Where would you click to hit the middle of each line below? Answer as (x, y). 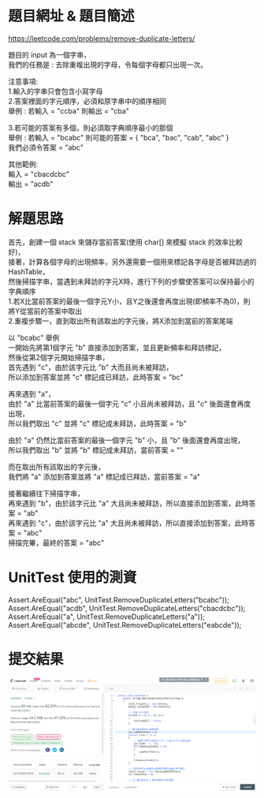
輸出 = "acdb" (31, 184)
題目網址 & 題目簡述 (72, 16)
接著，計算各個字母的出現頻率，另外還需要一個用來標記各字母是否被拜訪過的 (132, 262)
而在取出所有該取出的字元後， (56, 467)
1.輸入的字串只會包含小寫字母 (56, 91)
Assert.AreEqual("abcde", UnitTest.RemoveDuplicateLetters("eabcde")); (125, 625)
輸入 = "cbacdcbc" (39, 173)
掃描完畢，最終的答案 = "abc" (56, 543)
